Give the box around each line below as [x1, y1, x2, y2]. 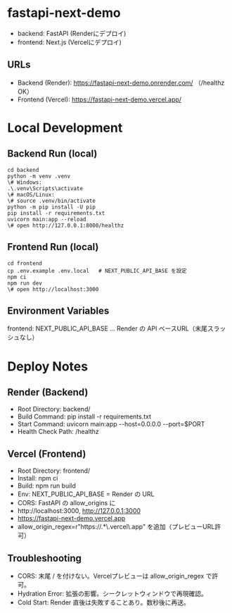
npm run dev [7, 280, 42, 287]
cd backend [7, 166, 39, 173]
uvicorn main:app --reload [7, 216, 86, 223]
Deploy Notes [7, 358, 89, 374]
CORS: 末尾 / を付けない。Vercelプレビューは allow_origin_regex [17, 572, 205, 580]
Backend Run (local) [7, 148, 98, 160]
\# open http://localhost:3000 [7, 285, 99, 293]
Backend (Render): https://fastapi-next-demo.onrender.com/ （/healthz [17, 78, 225, 87]
